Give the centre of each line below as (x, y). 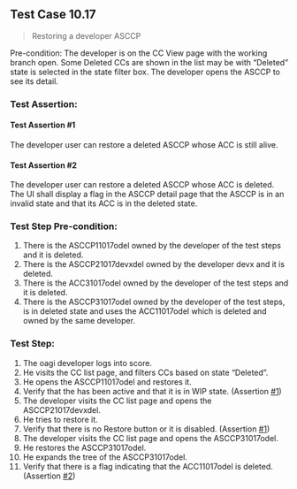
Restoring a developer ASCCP (86, 35)
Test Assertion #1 (43, 125)
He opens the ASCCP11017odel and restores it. (107, 382)
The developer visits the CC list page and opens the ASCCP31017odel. (151, 438)
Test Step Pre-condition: (64, 226)
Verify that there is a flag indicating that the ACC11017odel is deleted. (148, 466)
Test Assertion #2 (44, 165)
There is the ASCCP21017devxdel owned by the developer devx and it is (154, 264)
